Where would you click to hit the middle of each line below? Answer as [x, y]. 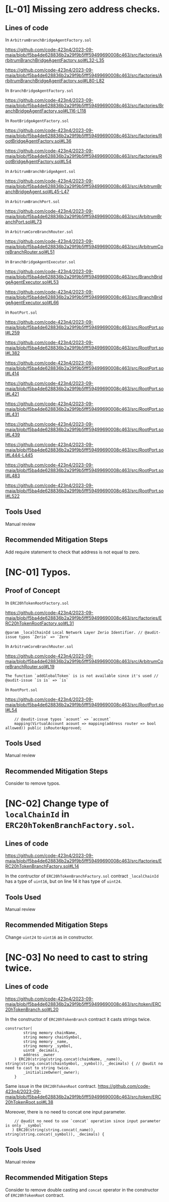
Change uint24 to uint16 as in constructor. [50, 937]
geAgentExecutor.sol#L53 [32, 282]
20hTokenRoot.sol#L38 [29, 1102]
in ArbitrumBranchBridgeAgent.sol [40, 171]
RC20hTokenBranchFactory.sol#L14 [42, 866]
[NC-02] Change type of [57, 804]
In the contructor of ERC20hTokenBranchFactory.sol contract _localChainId [82, 876]
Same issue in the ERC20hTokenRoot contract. [51, 1086]
